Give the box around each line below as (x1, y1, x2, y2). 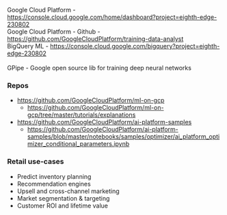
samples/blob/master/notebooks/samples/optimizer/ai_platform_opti (27, 132, 220, 141)
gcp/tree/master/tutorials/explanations (27, 111, 136, 119)
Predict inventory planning (16, 172, 92, 180)
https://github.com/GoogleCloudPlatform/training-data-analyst (7, 35, 184, 43)
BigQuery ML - (7, 42, 49, 50)
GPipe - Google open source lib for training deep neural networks (7, 64, 191, 72)
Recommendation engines (16, 180, 91, 188)
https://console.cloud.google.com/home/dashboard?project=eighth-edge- (7, 13, 217, 21)
